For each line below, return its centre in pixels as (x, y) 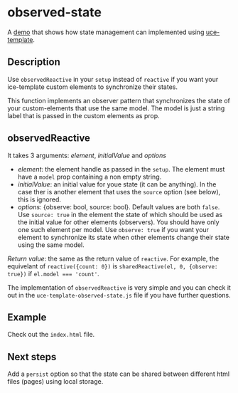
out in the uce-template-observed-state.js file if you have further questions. (119, 295)
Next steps (32, 357)
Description (34, 62)
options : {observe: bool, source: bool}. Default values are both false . (119, 206)
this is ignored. (39, 199)
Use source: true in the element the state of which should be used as (120, 214)
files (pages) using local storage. (55, 382)
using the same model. (51, 245)
